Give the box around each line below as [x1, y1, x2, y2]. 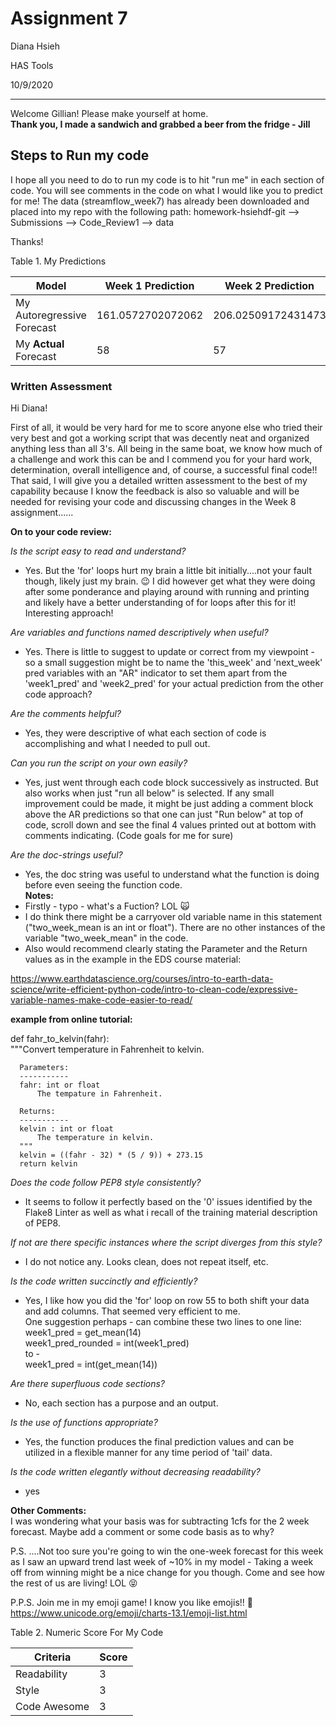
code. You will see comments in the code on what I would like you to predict [10, 184, 323, 196]
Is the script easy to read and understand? [10, 545, 187, 557]
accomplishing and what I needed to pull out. [24, 738, 211, 750]
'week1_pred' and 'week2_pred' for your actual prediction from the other [24, 678, 324, 690]
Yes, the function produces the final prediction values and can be [24, 1436, 295, 1448]
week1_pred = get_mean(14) [24, 1327, 142, 1339]
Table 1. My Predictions [10, 255, 107, 267]
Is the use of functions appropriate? [10, 1417, 158, 1429]
